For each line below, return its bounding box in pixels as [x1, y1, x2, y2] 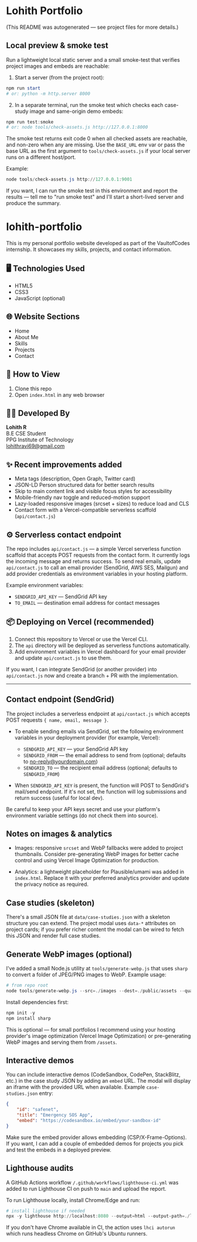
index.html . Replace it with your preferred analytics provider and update [14, 875, 189, 882]
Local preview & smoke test [6, 41, 108, 51]
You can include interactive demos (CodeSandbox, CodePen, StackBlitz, [6, 1071, 181, 1078]
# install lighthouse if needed [6, 1208, 85, 1214]
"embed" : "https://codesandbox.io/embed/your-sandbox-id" [16, 1117, 161, 1123]
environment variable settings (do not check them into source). [6, 812, 158, 819]
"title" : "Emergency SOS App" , [16, 1112, 93, 1118]
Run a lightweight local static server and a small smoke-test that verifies [6, 56, 180, 63]
